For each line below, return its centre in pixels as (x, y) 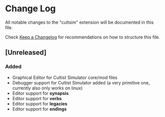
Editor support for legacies (40, 104)
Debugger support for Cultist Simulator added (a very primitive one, (81, 82)
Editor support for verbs (37, 98)
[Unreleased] (26, 53)
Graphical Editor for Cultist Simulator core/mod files (65, 78)
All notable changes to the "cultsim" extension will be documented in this (80, 22)
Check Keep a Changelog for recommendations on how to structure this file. (83, 37)
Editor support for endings (39, 109)
